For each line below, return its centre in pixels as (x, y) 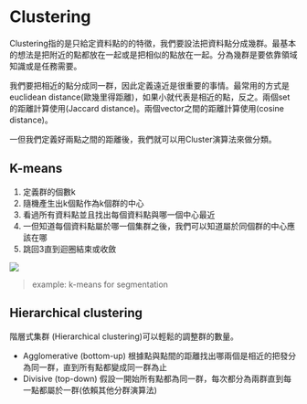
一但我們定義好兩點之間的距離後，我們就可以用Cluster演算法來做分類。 (143, 139)
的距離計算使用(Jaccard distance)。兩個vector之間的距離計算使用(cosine (147, 108)
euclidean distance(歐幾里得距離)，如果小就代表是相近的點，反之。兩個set (150, 97)
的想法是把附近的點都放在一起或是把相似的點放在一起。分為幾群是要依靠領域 (153, 54)
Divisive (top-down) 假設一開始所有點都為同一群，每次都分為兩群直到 (153, 378)
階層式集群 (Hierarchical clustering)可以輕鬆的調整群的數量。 (124, 336)
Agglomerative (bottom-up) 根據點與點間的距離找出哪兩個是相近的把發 (155, 356)
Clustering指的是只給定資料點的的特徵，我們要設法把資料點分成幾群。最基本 (153, 43)
